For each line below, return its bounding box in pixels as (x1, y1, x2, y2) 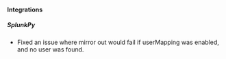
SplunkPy (7, 21, 36, 29)
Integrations (7, 5, 43, 14)
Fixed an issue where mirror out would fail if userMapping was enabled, (16, 38, 219, 46)
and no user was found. (16, 45, 84, 54)
